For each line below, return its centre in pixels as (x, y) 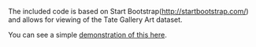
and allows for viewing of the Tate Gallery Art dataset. (95, 20)
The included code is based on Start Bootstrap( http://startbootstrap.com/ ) (129, 11)
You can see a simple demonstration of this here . (87, 35)
